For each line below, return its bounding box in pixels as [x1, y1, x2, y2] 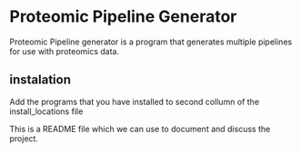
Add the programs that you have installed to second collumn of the [9, 96, 260, 107]
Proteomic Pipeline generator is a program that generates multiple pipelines [9, 36, 293, 47]
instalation [9, 72, 71, 88]
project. [9, 133, 39, 144]
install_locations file [9, 106, 84, 117]
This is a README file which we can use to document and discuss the [9, 123, 271, 134]
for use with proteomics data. [9, 45, 120, 56]
